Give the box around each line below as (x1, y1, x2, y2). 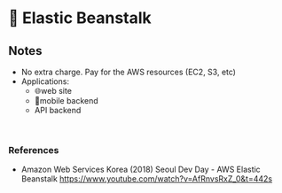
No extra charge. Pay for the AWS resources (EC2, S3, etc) (20, 66, 237, 77)
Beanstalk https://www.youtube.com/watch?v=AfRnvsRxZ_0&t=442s (20, 174, 272, 184)
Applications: (20, 76, 70, 87)
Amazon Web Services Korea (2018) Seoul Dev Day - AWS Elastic (20, 164, 261, 175)
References (8, 143, 59, 156)
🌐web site (34, 86, 73, 96)
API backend (34, 105, 82, 115)
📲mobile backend (34, 96, 98, 105)
